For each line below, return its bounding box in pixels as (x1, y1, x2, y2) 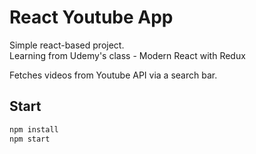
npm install (9, 124, 59, 135)
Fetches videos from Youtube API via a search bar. (9, 69, 218, 81)
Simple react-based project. (9, 39, 125, 51)
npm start (9, 134, 51, 144)
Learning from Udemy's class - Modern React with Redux (9, 49, 246, 61)
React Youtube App (9, 6, 174, 29)
